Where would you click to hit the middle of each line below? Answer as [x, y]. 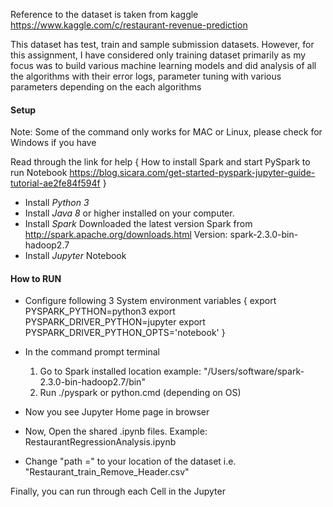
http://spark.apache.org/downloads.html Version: [126, 235]
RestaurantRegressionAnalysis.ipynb [100, 442]
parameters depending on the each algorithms [106, 87]
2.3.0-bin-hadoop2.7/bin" [92, 382]
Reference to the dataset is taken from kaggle [104, 14]
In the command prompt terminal [92, 352]
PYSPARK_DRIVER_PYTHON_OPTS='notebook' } [125, 333]
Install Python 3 [57, 203]
